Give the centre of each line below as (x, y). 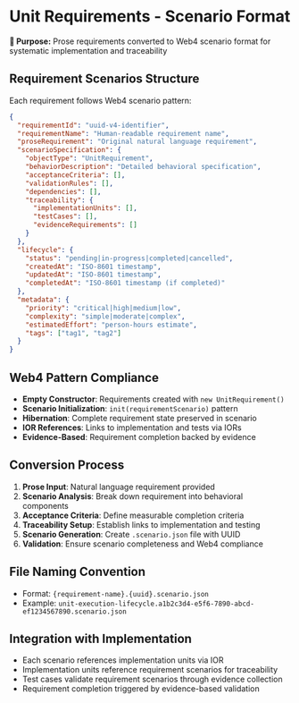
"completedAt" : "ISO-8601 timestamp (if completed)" (125, 284)
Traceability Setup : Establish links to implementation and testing (141, 524)
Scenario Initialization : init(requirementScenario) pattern (130, 408)
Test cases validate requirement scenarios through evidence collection (152, 679)
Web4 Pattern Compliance (84, 377)
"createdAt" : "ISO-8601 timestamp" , (94, 267)
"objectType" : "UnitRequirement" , (89, 158)
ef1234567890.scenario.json (74, 611)
